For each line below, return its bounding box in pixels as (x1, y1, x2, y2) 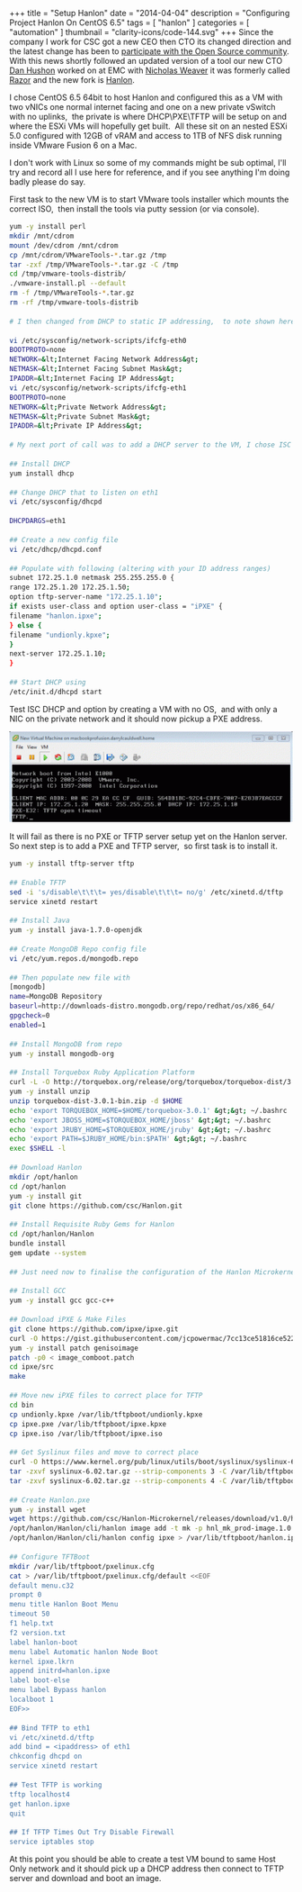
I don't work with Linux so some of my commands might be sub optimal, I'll (9, 158, 287, 167)
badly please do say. (9, 177, 86, 187)
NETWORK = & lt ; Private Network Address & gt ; (9, 403, 167, 412)
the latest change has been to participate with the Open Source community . (9, 46, 289, 57)
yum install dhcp (9, 468, 75, 478)
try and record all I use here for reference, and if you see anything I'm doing (9, 167, 290, 177)
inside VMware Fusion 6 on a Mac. (9, 140, 138, 150)
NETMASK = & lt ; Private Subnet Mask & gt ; (9, 412, 151, 421)
